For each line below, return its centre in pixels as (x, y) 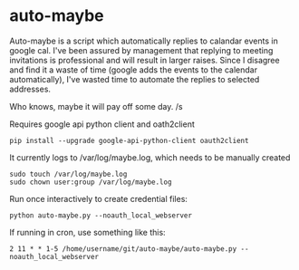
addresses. (30, 89)
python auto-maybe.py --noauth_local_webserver (101, 215)
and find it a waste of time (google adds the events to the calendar (134, 70)
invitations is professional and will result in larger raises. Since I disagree (145, 60)
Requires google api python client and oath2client (102, 124)
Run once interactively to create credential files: (99, 198)
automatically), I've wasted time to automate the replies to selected (135, 79)
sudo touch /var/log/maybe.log (68, 174)
